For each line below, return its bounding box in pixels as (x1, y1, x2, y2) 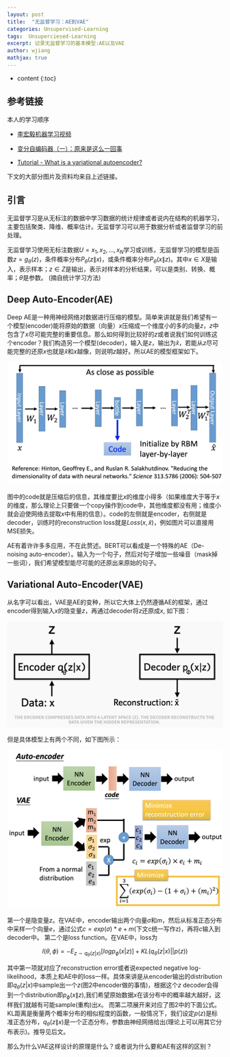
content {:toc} (16, 74, 57, 82)
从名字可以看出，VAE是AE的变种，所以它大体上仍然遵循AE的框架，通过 (7, 597, 208, 606)
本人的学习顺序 (7, 115, 49, 123)
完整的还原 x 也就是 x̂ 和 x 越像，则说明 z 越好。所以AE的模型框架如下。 (12, 347, 202, 355)
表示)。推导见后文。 (12, 1028, 70, 1036)
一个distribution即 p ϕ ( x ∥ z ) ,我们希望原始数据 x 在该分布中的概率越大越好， (12, 991, 216, 1001)
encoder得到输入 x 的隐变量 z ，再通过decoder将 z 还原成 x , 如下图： (7, 606, 191, 615)
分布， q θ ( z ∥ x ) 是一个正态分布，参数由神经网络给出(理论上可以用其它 (25, 1018, 216, 1028)
